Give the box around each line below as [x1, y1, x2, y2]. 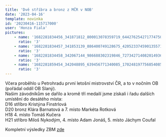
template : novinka [5, 16, 43, 21]
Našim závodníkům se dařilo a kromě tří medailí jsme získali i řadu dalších [5, 91, 155, 97]
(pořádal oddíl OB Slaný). [5, 86, 56, 91]
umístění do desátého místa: [5, 96, 63, 102]
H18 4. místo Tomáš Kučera [5, 112, 61, 117]
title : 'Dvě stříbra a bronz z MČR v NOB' [5, 7, 94, 12]
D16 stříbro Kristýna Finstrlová [5, 102, 67, 107]
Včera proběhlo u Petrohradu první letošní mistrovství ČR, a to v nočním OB [5, 80, 159, 86]
